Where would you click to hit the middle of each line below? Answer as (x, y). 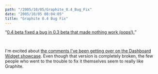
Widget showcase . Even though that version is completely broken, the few (79, 56)
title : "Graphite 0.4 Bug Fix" (37, 18)
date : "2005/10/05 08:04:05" (34, 14)
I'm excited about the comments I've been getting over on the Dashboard (78, 51)
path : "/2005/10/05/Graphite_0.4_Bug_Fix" (48, 9)
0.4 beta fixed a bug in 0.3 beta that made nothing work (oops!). (71, 32)
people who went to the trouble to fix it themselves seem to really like (74, 61)
